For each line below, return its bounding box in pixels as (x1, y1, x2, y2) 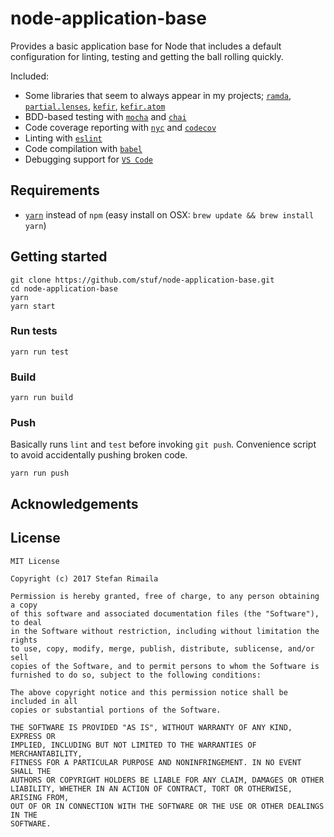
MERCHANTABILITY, (10, 748, 83, 759)
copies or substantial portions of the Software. (10, 705, 222, 715)
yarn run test (10, 347, 70, 357)
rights (10, 635, 38, 645)
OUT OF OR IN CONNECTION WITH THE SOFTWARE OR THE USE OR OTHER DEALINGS (10, 801, 325, 811)
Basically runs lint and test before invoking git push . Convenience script (10, 438, 317, 451)
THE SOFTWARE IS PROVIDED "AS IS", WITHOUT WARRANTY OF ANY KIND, (10, 722, 293, 732)
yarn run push (10, 468, 70, 479)
